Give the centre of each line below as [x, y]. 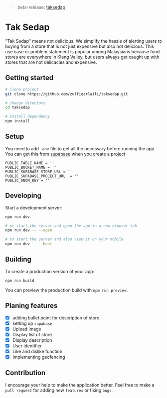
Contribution [25, 373]
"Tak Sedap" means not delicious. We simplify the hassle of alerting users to [83, 41]
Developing [23, 196]
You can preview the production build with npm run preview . [67, 290]
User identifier [27, 346]
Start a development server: [34, 207]
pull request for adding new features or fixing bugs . [59, 390]
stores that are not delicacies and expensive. [51, 62]
